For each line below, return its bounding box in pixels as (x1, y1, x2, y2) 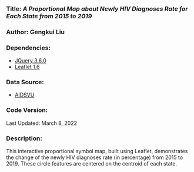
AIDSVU (14, 91, 35, 98)
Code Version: (6, 106, 48, 114)
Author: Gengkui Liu (6, 28, 65, 36)
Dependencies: (6, 44, 51, 52)
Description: (6, 134, 42, 143)
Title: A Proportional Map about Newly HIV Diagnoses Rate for (6, 5, 188, 13)
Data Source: (6, 78, 44, 87)
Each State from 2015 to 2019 (6, 12, 92, 20)
